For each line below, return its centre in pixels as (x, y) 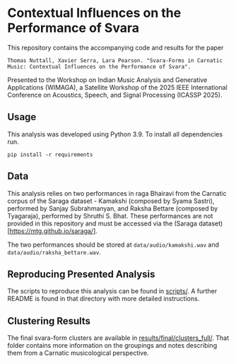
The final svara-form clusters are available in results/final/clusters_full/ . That (118, 338)
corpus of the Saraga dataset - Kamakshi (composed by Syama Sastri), (111, 201)
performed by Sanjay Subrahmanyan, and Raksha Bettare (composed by (113, 208)
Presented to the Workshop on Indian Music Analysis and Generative (107, 80)
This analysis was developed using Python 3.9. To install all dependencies (115, 134)
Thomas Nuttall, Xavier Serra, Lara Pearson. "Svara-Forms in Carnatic (115, 60)
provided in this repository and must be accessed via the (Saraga (102, 223)
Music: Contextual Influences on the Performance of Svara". (99, 66)
